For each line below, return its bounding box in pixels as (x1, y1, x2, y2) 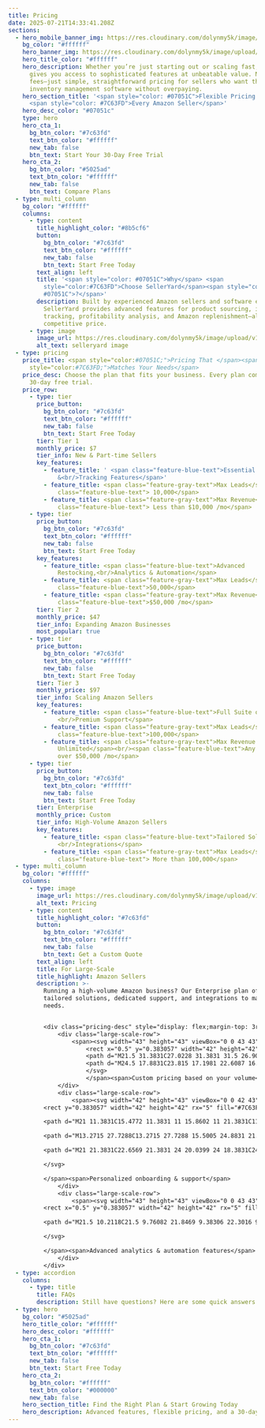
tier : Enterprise (36, 804, 93, 812)
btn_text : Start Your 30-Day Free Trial (28, 151, 164, 159)
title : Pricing (8, 11, 58, 20)
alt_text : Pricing (36, 899, 97, 907)
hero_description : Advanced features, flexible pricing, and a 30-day (22, 1408, 259, 1416)
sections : (8, 26, 41, 34)
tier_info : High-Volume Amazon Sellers (36, 818, 168, 827)
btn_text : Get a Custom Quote (43, 950, 144, 959)
